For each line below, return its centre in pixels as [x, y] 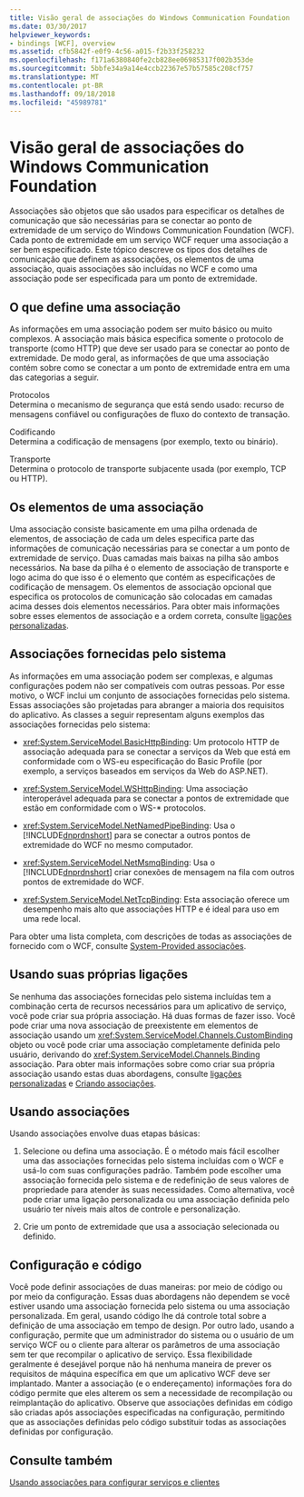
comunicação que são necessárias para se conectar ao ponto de [131, 221]
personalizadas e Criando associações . [83, 1083]
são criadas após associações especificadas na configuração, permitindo [147, 1412]
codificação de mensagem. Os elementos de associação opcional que [141, 586]
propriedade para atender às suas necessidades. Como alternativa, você [158, 1190]
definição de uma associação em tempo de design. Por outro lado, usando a [152, 1326]
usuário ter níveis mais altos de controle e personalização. [131, 1209]
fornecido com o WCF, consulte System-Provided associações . [128, 945]
